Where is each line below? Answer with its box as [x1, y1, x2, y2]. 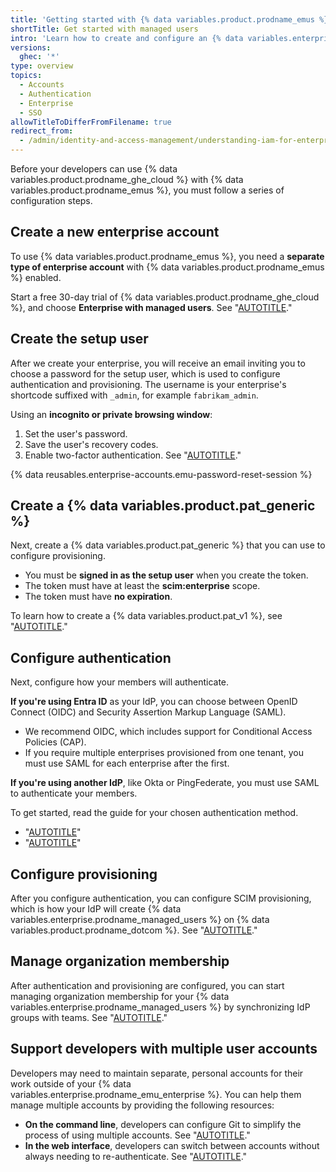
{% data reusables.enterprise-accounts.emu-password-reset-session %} [10, 468, 313, 480]
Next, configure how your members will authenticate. [10, 676, 230, 688]
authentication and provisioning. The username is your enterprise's [10, 378, 287, 390]
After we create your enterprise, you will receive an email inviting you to [10, 357, 306, 369]
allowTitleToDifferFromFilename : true [10, 117, 172, 127]
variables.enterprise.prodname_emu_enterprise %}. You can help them [10, 1088, 302, 1100]
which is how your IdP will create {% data [10, 903, 182, 915]
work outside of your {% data [10, 1077, 132, 1090]
